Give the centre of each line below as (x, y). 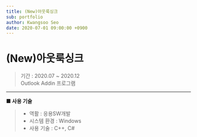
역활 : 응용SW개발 (50, 114)
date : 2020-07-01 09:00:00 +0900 (47, 28)
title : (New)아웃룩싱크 (32, 11)
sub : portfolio (25, 17)
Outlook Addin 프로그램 (48, 83)
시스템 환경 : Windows (55, 121)
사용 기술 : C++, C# (52, 128)
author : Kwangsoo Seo (33, 22)
